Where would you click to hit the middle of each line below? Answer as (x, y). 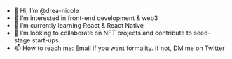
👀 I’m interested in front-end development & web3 (86, 18)
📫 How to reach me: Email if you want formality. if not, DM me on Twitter (119, 48)
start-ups (45, 40)
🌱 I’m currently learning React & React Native (79, 25)
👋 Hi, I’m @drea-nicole (46, 11)
